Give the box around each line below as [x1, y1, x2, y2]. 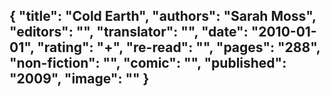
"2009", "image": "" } [9, 70, 150, 88]
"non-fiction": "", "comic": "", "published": [9, 55, 287, 72]
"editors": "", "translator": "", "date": [9, 24, 249, 41]
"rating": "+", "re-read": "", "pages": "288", [37, 39, 321, 56]
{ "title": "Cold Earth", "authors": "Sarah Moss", [9, 8, 317, 25]
